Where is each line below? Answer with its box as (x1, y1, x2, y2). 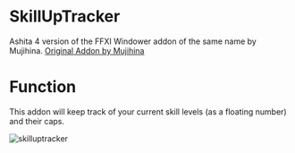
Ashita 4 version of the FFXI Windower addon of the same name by (9, 36, 257, 47)
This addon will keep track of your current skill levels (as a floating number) (9, 106, 288, 117)
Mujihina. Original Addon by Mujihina (9, 45, 145, 55)
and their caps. (9, 115, 65, 126)
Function (9, 77, 77, 98)
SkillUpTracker (9, 6, 121, 27)
